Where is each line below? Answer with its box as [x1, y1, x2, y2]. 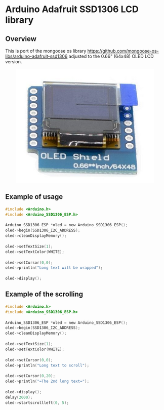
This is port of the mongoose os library [5, 48, 87, 54]
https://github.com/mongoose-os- [87, 48, 159, 54]
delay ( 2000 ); [5, 395, 33, 400]
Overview [5, 34, 37, 43]
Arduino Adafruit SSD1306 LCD [5, 4, 139, 15]
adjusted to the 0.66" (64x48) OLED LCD [68, 53, 154, 59]
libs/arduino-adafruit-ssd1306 [5, 53, 68, 59]
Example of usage [5, 192, 63, 201]
